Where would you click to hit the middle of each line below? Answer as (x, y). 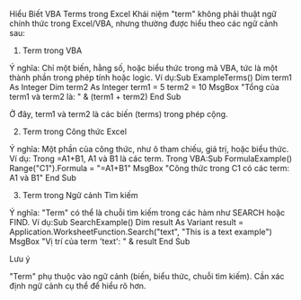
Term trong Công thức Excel (75, 132)
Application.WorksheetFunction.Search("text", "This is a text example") (141, 232)
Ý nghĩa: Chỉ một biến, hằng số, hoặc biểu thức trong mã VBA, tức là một (144, 68)
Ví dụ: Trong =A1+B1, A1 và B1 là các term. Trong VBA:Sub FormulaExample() (151, 159)
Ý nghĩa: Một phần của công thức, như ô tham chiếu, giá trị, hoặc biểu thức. (149, 149)
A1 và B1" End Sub (43, 177)
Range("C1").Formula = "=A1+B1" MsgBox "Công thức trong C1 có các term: (150, 168)
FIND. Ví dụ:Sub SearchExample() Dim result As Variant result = (127, 222)
